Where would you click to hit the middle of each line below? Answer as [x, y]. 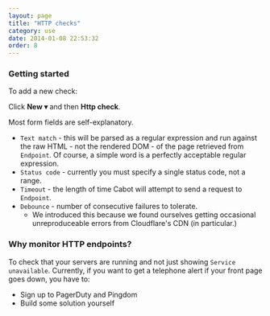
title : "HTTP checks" [45, 23]
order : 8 [23, 46]
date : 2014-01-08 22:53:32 [54, 38]
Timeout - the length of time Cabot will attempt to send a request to [131, 189]
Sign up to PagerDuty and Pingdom [79, 294]
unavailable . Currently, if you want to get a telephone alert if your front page [136, 270]
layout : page [30, 16]
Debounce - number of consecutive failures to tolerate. [109, 207]
